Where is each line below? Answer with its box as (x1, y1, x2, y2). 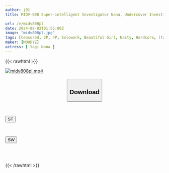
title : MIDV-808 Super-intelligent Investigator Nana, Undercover (5, 12, 147, 17)
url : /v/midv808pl (5, 21, 44, 26)
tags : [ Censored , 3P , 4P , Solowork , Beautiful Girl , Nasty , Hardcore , (5, 35, 156, 40)
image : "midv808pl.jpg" (5, 31, 55, 36)
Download (69, 88, 100, 96)
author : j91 (5, 7, 30, 13)
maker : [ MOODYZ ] (5, 40, 39, 45)
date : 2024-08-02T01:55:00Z (5, 26, 64, 31)
